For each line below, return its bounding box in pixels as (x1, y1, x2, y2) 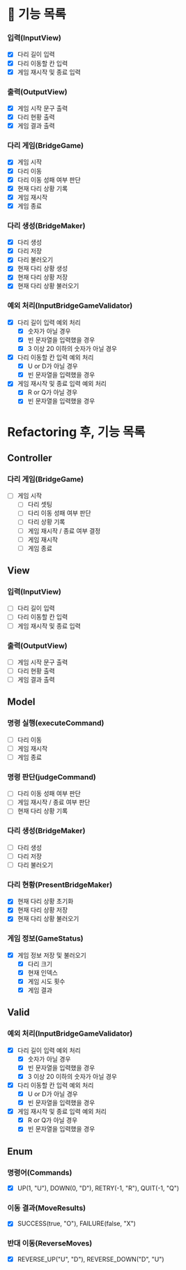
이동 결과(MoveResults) (7, 1203, 86, 1213)
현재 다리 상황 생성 (17, 264, 68, 273)
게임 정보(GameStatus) (7, 934, 84, 943)
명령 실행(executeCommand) (7, 718, 104, 728)
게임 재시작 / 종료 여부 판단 (17, 798, 91, 807)
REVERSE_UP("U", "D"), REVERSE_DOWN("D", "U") (17, 1255, 165, 1263)
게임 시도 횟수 (27, 977, 65, 985)
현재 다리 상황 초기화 (17, 897, 74, 906)
